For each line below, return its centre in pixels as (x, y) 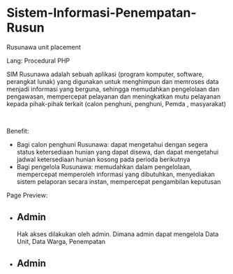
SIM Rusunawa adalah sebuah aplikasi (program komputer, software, (105, 74)
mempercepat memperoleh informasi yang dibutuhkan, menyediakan (116, 174)
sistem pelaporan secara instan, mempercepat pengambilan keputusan (119, 181)
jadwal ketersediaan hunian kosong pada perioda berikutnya (103, 159)
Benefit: (18, 131)
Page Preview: (27, 195)
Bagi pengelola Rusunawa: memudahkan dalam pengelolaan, (104, 166)
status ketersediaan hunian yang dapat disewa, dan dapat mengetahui (118, 152)
